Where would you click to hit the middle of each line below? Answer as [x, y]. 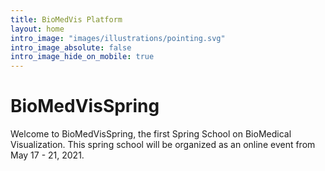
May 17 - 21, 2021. [47, 155]
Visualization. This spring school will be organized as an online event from [163, 145]
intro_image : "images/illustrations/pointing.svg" [118, 38]
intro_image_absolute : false [71, 47]
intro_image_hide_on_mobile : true [82, 57]
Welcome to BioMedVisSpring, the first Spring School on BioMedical [151, 134]
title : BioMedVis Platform [66, 19]
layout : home [37, 29]
